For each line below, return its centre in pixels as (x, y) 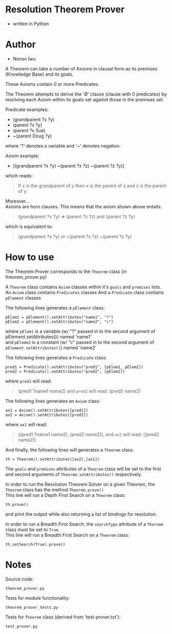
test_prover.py (22, 626)
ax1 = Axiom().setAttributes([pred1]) (47, 410)
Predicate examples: (27, 110)
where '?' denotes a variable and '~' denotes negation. (63, 146)
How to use (30, 257)
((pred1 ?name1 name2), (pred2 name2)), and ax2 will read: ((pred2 (88, 434)
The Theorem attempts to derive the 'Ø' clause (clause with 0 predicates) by (86, 94)
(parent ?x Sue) (29, 130)
